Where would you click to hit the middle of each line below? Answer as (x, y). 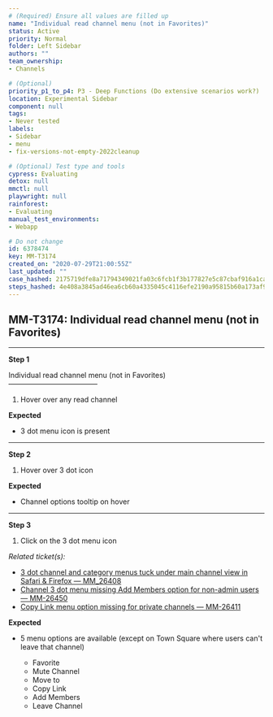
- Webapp (23, 227)
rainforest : (28, 204)
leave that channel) (52, 647)
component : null (36, 106)
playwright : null (38, 197)
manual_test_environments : (54, 219)
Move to (46, 680)
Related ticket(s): (37, 557)
